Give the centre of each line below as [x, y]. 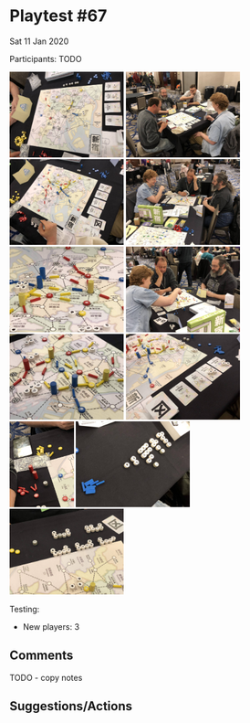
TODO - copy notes [46, 677]
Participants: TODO [46, 58]
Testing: [25, 609]
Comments [42, 656]
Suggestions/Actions [71, 706]
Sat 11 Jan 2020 [39, 41]
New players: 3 [51, 626]
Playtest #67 [58, 16]
